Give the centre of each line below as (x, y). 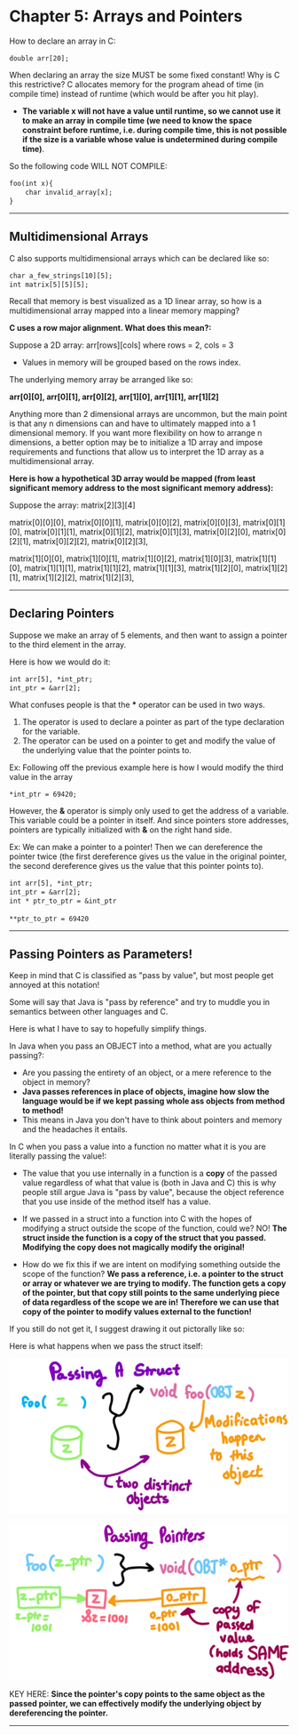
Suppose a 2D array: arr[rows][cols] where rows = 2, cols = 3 (122, 345)
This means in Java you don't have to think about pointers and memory (152, 1120)
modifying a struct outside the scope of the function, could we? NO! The (154, 1228)
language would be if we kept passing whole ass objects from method (153, 1101)
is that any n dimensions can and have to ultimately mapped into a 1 (133, 423)
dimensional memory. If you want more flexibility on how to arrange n (136, 432)
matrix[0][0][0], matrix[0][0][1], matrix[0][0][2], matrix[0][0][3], (125, 522)
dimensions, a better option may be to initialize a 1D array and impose (136, 442)
